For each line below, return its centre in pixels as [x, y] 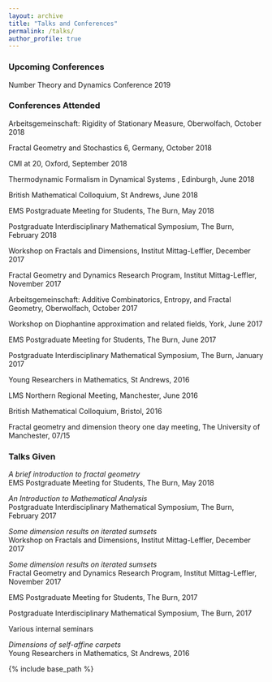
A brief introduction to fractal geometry [74, 474]
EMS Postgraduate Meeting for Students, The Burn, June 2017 [112, 339]
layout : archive [36, 16]
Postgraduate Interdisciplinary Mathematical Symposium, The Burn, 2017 [130, 613]
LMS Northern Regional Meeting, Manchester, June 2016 [104, 395]
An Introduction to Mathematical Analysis [78, 499]
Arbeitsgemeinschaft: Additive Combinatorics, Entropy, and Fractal [120, 299]
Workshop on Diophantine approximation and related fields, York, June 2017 [136, 324]
